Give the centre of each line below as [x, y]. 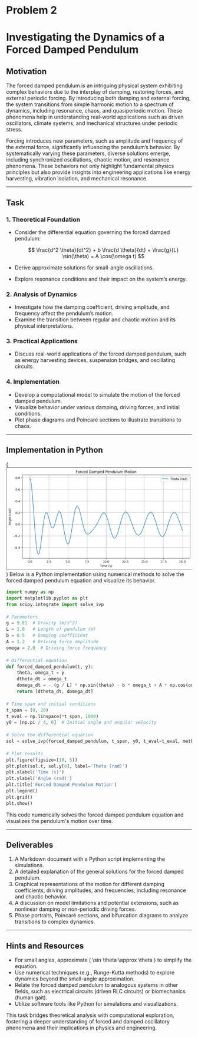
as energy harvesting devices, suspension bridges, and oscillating [95, 360]
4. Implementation [33, 382]
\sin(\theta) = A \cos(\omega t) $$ [103, 256]
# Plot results [25, 753]
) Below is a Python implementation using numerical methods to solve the [95, 574]
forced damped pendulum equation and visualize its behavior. [81, 581]
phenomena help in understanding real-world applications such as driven [95, 117]
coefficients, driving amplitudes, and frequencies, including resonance [100, 890]
